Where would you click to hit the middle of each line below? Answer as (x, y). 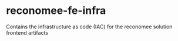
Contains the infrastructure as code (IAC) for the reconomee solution (89, 27)
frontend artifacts (27, 32)
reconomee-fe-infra (56, 11)
